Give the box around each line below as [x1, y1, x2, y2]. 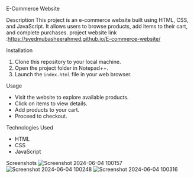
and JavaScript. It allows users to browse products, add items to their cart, [6, 23, 188, 30]
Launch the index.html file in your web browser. [14, 71, 132, 77]
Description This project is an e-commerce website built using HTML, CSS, [6, 17, 189, 23]
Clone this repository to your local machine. [14, 59, 121, 65]
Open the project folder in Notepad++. [14, 64, 108, 72]
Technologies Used [6, 124, 53, 131]
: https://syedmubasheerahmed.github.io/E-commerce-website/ [6, 35, 161, 42]
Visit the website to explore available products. [14, 94, 129, 101]
